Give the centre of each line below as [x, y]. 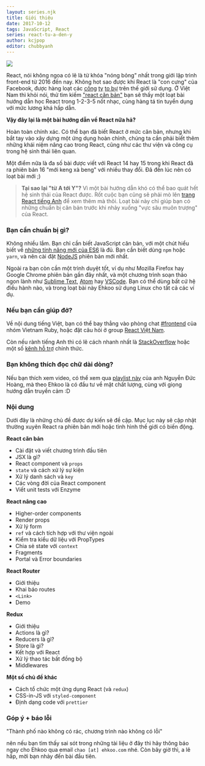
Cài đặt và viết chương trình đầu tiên [61, 451]
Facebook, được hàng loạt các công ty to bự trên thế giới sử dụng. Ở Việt [98, 88]
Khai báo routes [35, 589]
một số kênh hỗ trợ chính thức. [45, 349]
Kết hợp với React [37, 652]
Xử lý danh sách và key [44, 477]
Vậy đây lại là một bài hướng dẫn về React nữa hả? [71, 120]
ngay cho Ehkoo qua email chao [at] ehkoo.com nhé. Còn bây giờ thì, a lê [99, 750]
